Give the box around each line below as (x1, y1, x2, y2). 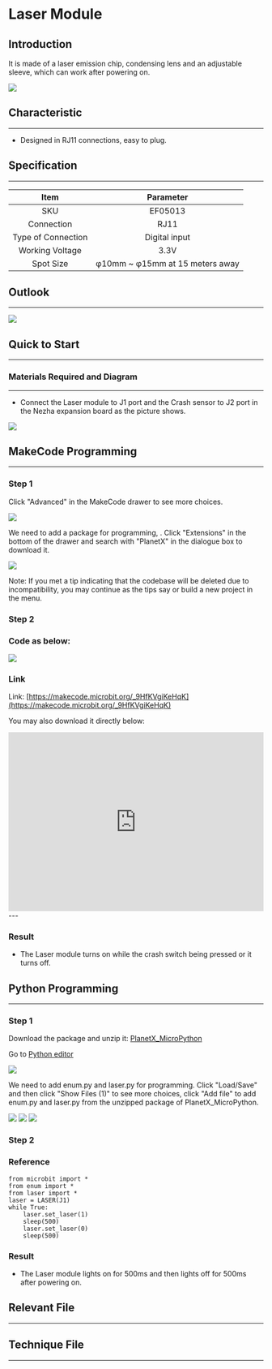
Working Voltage (18, 244, 83, 256)
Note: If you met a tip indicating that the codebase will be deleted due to (8, 575, 249, 585)
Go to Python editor (8, 1049, 74, 1059)
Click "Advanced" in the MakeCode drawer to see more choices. (8, 497, 223, 506)
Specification (8, 159, 78, 173)
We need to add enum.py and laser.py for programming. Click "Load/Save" (8, 1080, 257, 1090)
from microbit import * (8, 1174, 89, 1183)
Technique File (8, 1338, 85, 1352)
